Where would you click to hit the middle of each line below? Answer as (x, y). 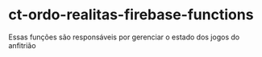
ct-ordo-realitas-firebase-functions (131, 15)
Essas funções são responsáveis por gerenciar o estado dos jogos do (124, 37)
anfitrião (22, 45)
